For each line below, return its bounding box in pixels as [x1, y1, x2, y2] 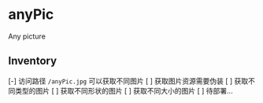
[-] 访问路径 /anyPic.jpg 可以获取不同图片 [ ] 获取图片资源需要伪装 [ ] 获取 [8, 76, 249, 86]
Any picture [8, 31, 46, 41]
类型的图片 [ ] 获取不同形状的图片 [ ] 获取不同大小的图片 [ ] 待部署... [14, 86, 234, 95]
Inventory [8, 54, 57, 68]
